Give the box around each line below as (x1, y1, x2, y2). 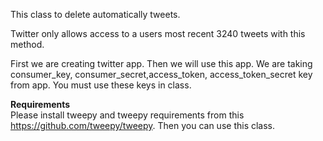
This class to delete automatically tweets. (10, 9, 181, 20)
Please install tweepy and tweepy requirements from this (10, 109, 245, 121)
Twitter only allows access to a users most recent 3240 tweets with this (10, 28, 306, 39)
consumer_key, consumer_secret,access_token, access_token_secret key (10, 69, 313, 80)
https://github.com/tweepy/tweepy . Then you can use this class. (10, 120, 276, 131)
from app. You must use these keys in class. (10, 79, 192, 91)
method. (10, 39, 45, 50)
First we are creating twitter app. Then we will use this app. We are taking (10, 58, 313, 69)
